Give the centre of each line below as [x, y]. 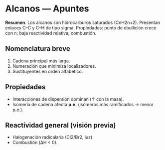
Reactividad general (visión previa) [61, 125]
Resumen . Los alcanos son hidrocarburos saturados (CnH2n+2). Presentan [83, 22]
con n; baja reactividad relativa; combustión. [51, 33]
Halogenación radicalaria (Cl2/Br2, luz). [53, 137]
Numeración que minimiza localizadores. [54, 66]
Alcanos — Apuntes [47, 9]
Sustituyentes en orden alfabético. [48, 71]
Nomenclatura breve [38, 49]
